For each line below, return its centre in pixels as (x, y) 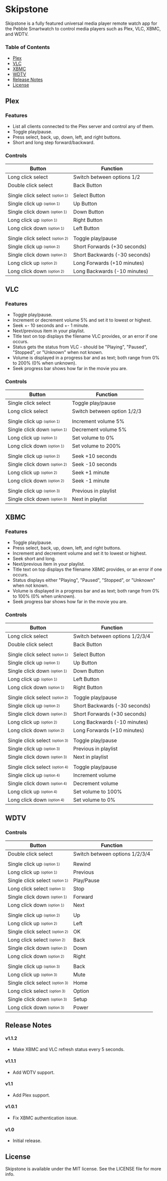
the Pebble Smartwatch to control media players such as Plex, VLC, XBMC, (83, 28)
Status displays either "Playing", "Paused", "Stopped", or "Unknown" (84, 580)
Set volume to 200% (96, 446)
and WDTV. (17, 34)
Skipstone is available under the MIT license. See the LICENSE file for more (83, 1169)
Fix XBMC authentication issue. (45, 1118)
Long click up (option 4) (33, 792)
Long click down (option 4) (36, 800)
